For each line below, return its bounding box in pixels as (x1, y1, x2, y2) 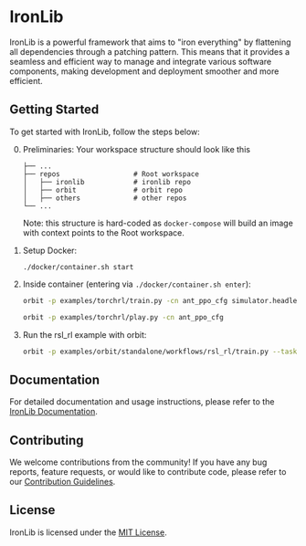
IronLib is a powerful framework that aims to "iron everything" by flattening (9, 37, 291, 47)
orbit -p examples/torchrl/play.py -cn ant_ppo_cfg (22, 312, 224, 321)
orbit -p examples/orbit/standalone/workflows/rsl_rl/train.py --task (22, 347, 298, 356)
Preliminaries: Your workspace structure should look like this (22, 143, 251, 154)
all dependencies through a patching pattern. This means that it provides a (9, 46, 290, 57)
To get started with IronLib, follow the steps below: (9, 126, 201, 137)
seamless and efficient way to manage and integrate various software (9, 56, 272, 67)
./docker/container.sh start (22, 262, 134, 271)
